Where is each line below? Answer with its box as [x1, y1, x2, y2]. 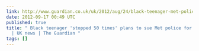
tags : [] [6, 36, 28, 42]
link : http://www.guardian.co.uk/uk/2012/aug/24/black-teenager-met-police [6, 8, 197, 15]
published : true [6, 19, 46, 25]
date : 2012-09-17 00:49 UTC [6, 14, 76, 20]
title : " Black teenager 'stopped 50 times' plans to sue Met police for [6, 25, 192, 31]
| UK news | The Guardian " [11, 30, 81, 36]
